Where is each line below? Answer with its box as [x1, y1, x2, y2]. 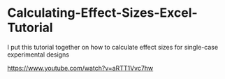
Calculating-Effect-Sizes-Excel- [7, 5, 198, 21]
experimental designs [7, 50, 70, 59]
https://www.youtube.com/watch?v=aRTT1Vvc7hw [7, 64, 154, 72]
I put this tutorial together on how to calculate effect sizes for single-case [7, 43, 219, 51]
